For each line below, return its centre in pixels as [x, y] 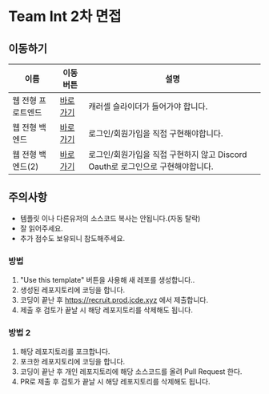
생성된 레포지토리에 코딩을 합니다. [72, 290]
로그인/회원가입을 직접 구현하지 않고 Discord [167, 155]
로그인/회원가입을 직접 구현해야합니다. [155, 133]
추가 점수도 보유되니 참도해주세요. [72, 238]
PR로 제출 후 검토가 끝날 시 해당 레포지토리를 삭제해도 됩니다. [115, 382]
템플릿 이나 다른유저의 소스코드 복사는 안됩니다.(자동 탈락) [110, 218]
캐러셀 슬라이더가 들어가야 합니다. [148, 107]
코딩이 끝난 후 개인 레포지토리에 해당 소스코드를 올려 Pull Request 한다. [131, 372]
